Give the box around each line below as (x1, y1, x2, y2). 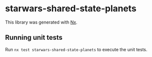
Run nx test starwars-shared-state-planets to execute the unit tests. (5, 46, 148, 52)
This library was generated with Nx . (5, 19, 77, 25)
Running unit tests (5, 33, 63, 42)
